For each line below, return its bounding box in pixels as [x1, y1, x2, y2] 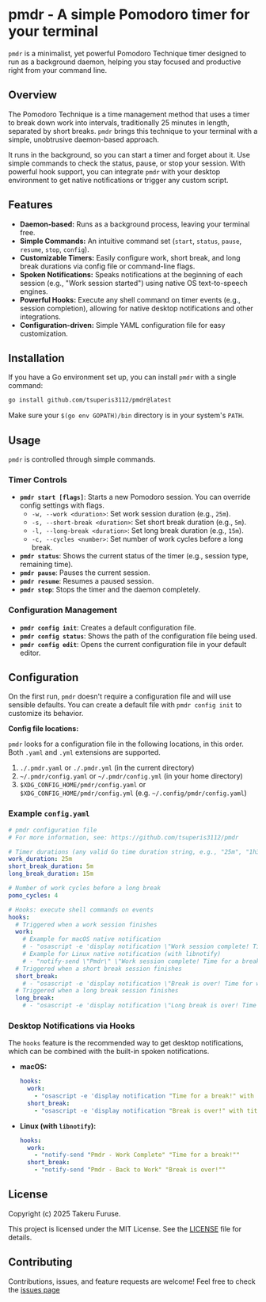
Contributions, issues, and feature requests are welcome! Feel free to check [8, 1277, 256, 1286]
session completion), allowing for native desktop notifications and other [19, 303, 253, 313]
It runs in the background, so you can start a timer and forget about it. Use [8, 150, 251, 159]
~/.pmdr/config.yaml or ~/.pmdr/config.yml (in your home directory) [19, 771, 243, 781]
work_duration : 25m [8, 855, 73, 863]
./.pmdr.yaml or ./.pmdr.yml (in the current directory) [19, 763, 195, 773]
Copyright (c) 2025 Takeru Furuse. [8, 1209, 121, 1218]
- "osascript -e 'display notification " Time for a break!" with [34, 1092, 255, 1100]
